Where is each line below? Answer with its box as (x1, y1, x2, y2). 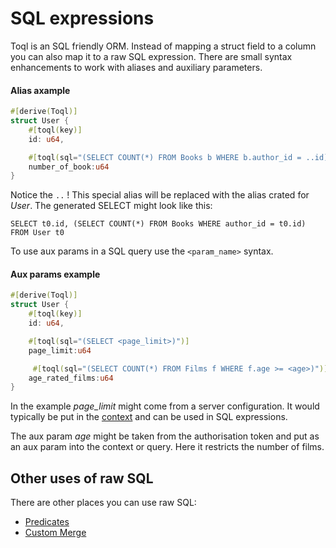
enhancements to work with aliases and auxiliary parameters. (10, 61, 263, 73)
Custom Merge (24, 527, 87, 539)
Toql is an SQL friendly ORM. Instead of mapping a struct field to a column (10, 40, 317, 52)
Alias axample (10, 84, 71, 96)
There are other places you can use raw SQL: (10, 497, 197, 509)
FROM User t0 (10, 228, 65, 238)
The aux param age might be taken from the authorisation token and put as (10, 430, 320, 442)
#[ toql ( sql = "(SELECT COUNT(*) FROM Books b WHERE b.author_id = (28, 152, 302, 162)
